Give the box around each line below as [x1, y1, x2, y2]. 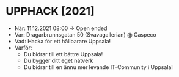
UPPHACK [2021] [5, 4, 95, 18]
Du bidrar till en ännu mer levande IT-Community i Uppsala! [23, 63, 174, 71]
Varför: [14, 44, 32, 51]
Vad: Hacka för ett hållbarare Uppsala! [14, 37, 111, 45]
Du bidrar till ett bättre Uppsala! [23, 50, 103, 57]
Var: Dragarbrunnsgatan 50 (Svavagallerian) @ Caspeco [14, 31, 156, 38]
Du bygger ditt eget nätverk [23, 57, 93, 64]
